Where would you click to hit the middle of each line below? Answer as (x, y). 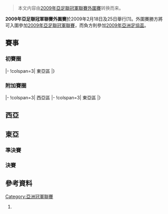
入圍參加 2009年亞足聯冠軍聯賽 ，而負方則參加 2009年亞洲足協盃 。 (79, 25)
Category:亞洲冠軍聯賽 (29, 197)
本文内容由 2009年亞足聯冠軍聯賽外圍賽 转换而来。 (71, 8)
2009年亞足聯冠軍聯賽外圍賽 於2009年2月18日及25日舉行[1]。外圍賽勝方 (82, 19)
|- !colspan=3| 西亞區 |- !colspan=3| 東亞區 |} (53, 97)
